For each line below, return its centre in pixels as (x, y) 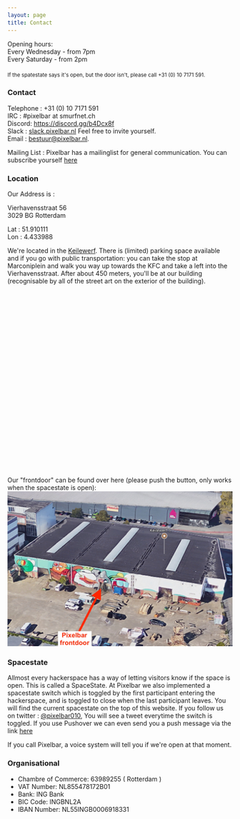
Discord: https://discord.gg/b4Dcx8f (61, 123)
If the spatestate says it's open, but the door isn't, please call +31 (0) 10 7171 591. (106, 75)
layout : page (27, 15)
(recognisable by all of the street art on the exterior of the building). (106, 281)
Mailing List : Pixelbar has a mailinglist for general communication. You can (117, 152)
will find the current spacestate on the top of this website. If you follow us (115, 708)
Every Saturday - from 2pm (47, 59)
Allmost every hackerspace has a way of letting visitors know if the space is (119, 678)
